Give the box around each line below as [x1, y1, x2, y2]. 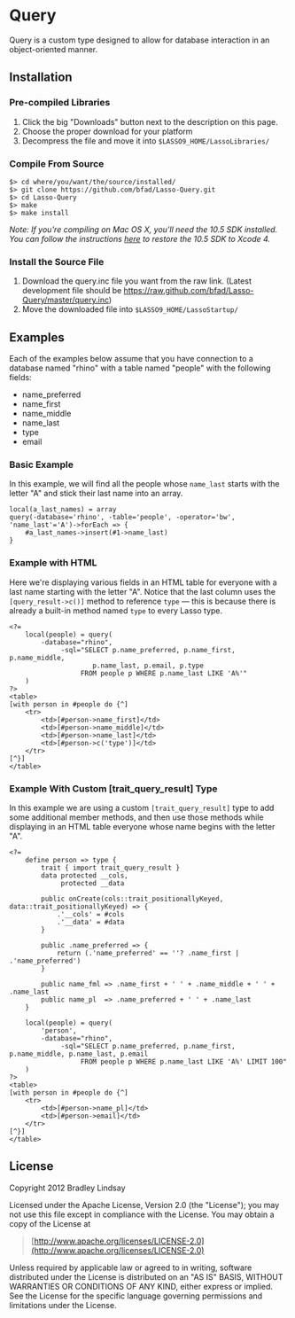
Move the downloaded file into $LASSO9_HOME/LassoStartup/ [21, 304, 239, 315]
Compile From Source [9, 157, 105, 169]
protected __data [60, 878, 125, 887]
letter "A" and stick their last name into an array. [9, 488, 183, 499]
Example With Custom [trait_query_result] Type [9, 782, 219, 794]
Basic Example [9, 458, 74, 471]
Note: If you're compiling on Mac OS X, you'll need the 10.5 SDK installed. [9, 223, 278, 235]
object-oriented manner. [9, 43, 98, 54]
